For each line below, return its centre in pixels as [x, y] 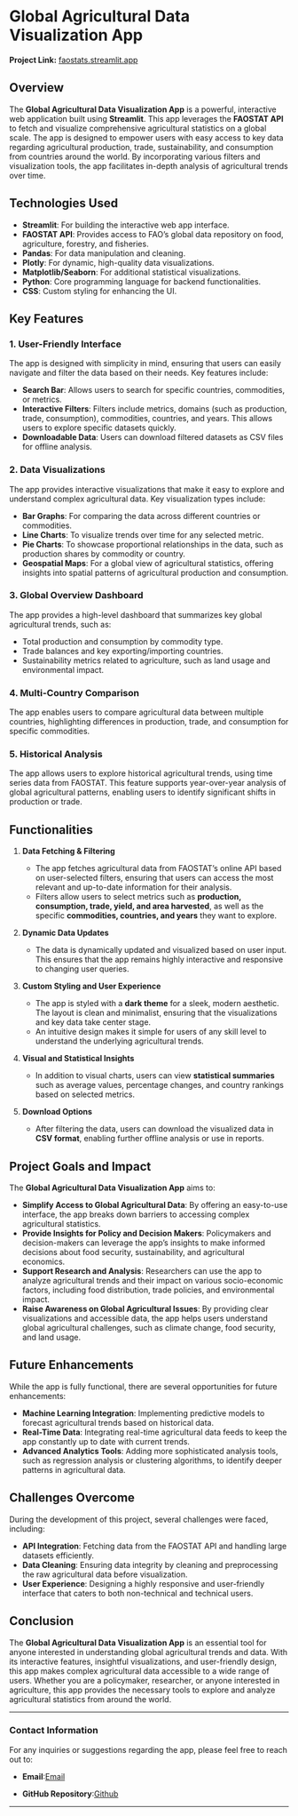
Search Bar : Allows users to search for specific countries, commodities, [153, 390]
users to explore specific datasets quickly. [99, 428]
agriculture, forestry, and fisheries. [85, 244]
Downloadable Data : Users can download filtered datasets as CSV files [153, 437]
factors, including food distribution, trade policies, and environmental [148, 1290]
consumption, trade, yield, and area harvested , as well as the [149, 906]
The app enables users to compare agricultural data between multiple [137, 712]
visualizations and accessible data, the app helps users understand [145, 1318]
